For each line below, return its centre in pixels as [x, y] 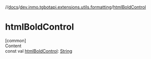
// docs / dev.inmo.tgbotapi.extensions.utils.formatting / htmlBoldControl [76, 7]
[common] [16, 40]
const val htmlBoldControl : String [39, 51]
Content [13, 46]
